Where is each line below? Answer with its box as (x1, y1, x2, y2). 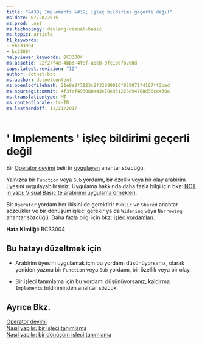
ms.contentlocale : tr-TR (6, 99, 69, 105)
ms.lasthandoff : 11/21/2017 (6, 105, 78, 111)
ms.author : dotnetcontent (6, 77, 72, 83)
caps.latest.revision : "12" (6, 65, 78, 72)
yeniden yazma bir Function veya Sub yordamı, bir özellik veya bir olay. (15, 266, 192, 273)
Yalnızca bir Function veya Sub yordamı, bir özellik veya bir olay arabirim (6, 176, 186, 183)
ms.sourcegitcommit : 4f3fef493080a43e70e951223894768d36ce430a (6, 88, 170, 94)
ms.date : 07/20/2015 (6, 15, 59, 21)
